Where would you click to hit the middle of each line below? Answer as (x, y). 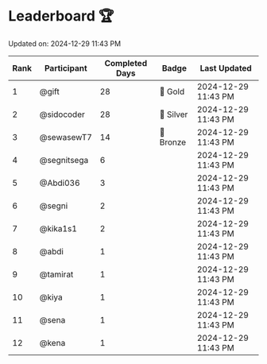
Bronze (173, 142)
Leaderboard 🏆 (61, 16)
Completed (126, 63)
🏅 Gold (172, 91)
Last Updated (226, 68)
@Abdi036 (60, 183)
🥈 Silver (174, 114)
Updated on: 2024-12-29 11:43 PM (65, 43)
